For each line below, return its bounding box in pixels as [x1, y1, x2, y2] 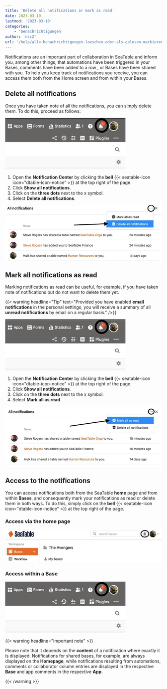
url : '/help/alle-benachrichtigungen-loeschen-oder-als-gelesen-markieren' [5, 40, 166, 45]
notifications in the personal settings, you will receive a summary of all [5, 304, 151, 310]
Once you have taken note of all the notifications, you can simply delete [5, 103, 152, 109]
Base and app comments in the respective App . [5, 669, 103, 675]
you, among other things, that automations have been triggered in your [5, 59, 150, 65]
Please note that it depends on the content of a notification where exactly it [5, 648, 160, 654]
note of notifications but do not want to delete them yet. [5, 289, 119, 295]
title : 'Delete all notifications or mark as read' [5, 8, 114, 13]
